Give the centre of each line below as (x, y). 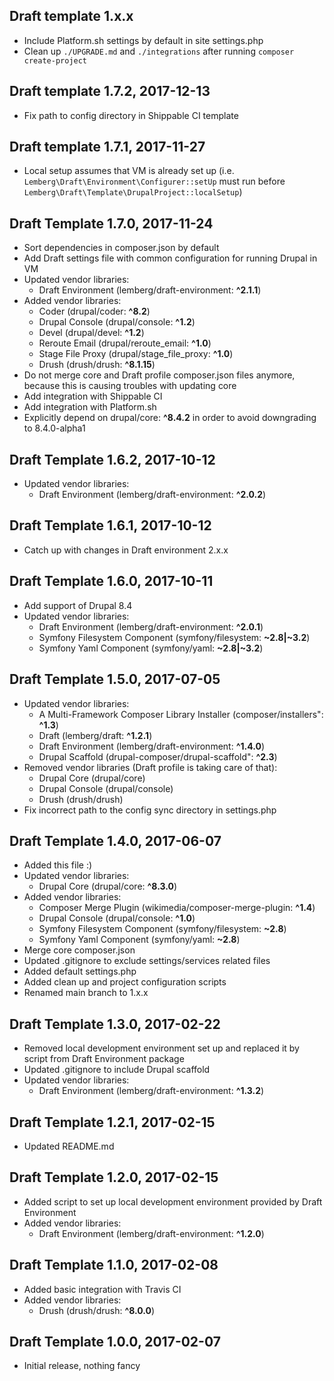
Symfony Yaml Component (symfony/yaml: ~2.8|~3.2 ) (151, 648)
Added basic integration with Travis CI (102, 1289)
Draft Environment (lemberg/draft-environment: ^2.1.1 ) (150, 290)
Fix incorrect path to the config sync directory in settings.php (150, 810)
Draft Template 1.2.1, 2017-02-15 (112, 1122)
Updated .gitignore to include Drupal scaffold (117, 1070)
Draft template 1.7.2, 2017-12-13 (110, 91)
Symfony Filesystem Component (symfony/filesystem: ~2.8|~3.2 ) (174, 637)
